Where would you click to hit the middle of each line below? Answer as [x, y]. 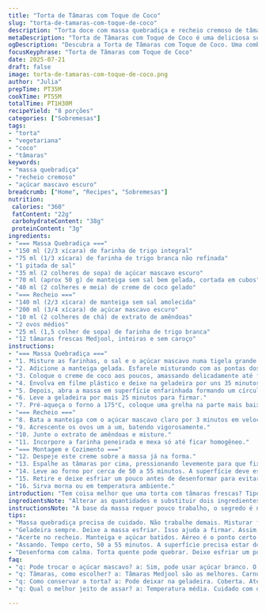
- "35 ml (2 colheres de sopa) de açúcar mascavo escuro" [106, 273]
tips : [17, 516]
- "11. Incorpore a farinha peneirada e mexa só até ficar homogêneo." [129, 442]
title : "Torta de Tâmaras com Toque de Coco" [84, 15]
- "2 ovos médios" [38, 324]
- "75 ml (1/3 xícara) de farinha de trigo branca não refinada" [118, 258]
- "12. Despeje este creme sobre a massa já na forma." [102, 457]
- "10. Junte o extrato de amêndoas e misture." [90, 434]
